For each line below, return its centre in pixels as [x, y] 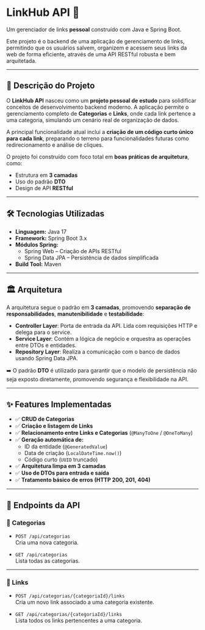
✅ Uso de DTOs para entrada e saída [62, 473]
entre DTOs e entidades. [46, 346]
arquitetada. [21, 61]
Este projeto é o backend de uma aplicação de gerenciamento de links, [95, 41]
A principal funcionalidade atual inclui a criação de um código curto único [100, 132]
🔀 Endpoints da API [43, 505]
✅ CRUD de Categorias [45, 419]
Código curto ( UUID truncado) [61, 460]
